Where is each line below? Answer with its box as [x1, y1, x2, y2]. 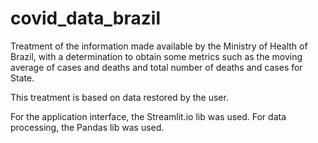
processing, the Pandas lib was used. [10, 121, 165, 133]
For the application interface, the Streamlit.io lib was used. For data [10, 110, 287, 122]
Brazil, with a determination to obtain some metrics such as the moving [10, 50, 303, 62]
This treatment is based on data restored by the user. [10, 91, 229, 103]
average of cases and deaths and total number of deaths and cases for [10, 61, 303, 73]
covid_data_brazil [10, 7, 161, 30]
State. [10, 72, 35, 84]
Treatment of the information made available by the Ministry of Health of [10, 40, 308, 52]
